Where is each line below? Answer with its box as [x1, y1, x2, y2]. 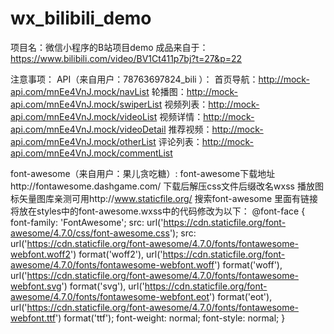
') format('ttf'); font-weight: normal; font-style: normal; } [55, 312, 286, 324]
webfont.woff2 [10, 248, 71, 260]
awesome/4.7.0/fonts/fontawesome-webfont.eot [10, 290, 210, 302]
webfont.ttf [10, 312, 56, 324]
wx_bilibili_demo [10, 7, 152, 30]
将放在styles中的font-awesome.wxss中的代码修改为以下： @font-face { [10, 205, 306, 217]
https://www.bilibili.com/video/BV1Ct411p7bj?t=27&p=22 [10, 52, 243, 64]
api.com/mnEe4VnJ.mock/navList [10, 85, 150, 97]
